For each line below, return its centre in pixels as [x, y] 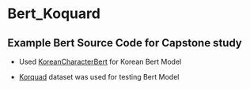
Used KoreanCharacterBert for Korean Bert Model [100, 61]
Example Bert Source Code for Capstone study [125, 43]
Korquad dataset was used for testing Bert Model [99, 77]
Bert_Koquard [54, 14]
